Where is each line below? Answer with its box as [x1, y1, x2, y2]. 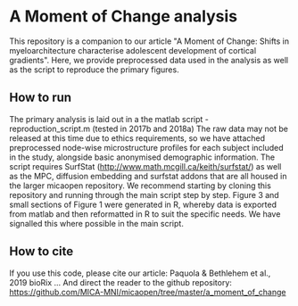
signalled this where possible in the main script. [9, 218, 185, 228]
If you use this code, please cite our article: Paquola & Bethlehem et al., [9, 268, 271, 278]
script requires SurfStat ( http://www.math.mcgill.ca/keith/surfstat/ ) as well [9, 161, 282, 171]
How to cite [9, 244, 74, 260]
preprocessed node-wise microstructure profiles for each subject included [9, 142, 284, 153]
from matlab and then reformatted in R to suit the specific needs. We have [9, 208, 281, 219]
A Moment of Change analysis [9, 6, 238, 27]
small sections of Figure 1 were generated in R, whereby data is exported [9, 199, 277, 210]
